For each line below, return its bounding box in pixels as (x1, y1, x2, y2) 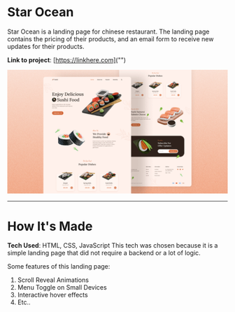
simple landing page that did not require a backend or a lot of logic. (7, 249, 201, 257)
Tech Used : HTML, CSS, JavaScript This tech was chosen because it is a (7, 241, 218, 250)
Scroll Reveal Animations (17, 276, 90, 284)
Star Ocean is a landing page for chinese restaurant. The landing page (7, 27, 210, 36)
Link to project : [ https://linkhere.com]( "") (7, 55, 127, 64)
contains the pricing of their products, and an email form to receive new (7, 34, 214, 43)
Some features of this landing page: (7, 262, 111, 271)
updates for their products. (7, 42, 85, 50)
